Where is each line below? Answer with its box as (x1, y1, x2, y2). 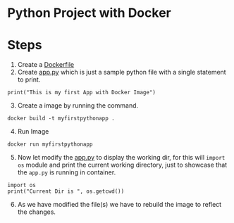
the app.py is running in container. (17, 168, 116, 177)
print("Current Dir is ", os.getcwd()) (7, 188, 125, 195)
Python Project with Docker (7, 5, 171, 21)
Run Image (17, 127, 49, 136)
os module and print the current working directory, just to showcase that (17, 160, 228, 170)
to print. (17, 75, 41, 84)
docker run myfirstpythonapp (7, 141, 93, 148)
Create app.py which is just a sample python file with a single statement (17, 68, 227, 77)
